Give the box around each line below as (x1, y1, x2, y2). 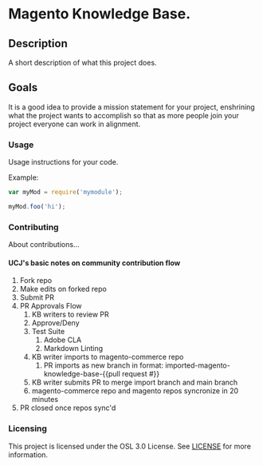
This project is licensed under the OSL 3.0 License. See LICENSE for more (8, 441, 251, 451)
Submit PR (19, 293, 54, 302)
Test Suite (31, 327, 65, 337)
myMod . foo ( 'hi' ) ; (8, 202, 66, 210)
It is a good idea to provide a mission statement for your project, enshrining (8, 102, 255, 112)
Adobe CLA (43, 335, 82, 345)
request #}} (122, 369, 160, 379)
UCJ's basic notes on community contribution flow (8, 257, 181, 268)
